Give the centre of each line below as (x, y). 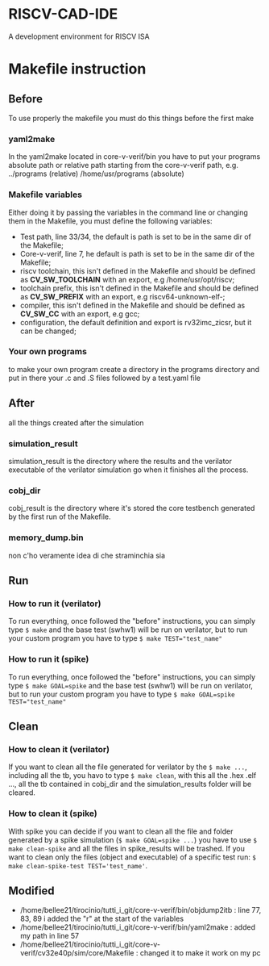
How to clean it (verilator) (59, 749)
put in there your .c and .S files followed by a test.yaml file (105, 378)
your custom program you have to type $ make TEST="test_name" (116, 638)
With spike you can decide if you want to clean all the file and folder (121, 831)
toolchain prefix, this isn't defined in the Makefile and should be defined (139, 288)
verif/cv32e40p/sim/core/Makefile (77, 953)
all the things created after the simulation (76, 422)
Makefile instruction (77, 69)
